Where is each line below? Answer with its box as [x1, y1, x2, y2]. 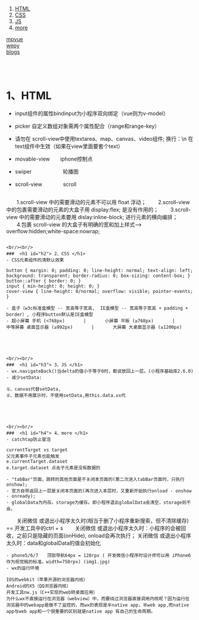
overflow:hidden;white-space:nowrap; [6, 227, 100, 235]
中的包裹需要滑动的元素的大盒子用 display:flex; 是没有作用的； [6, 206, 159, 213]
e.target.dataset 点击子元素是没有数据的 [6, 465, 101, 471]
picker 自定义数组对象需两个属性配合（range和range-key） [14, 122, 160, 129]
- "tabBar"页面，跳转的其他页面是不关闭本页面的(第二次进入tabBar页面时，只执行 [6, 476, 185, 482]
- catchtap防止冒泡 [6, 436, 51, 442]
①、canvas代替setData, [6, 386, 61, 392]
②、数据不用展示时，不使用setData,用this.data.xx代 [6, 392, 126, 399]
